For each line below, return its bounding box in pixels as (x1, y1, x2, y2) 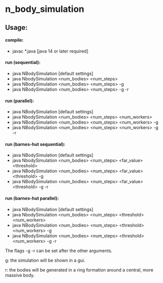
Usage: (5, 23, 28, 32)
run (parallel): (5, 98, 34, 104)
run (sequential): (5, 60, 41, 66)
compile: (5, 37, 24, 43)
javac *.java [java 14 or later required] (12, 48, 89, 54)
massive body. (5, 272, 35, 278)
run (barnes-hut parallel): (5, 195, 59, 201)
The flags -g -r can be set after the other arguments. (5, 247, 112, 254)
